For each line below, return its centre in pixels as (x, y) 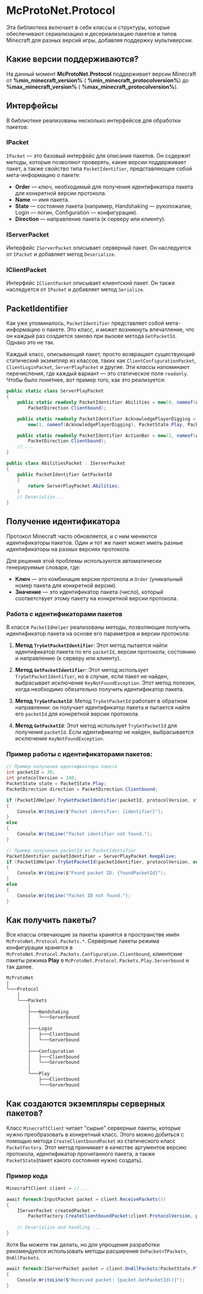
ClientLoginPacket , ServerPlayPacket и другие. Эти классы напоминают (98, 367)
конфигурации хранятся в (40, 947)
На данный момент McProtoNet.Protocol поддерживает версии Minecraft (101, 74)
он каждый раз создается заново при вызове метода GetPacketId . (92, 336)
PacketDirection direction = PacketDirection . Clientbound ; (82, 789)
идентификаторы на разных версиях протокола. (69, 549)
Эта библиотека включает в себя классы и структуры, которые (88, 27)
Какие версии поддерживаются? (72, 59)
